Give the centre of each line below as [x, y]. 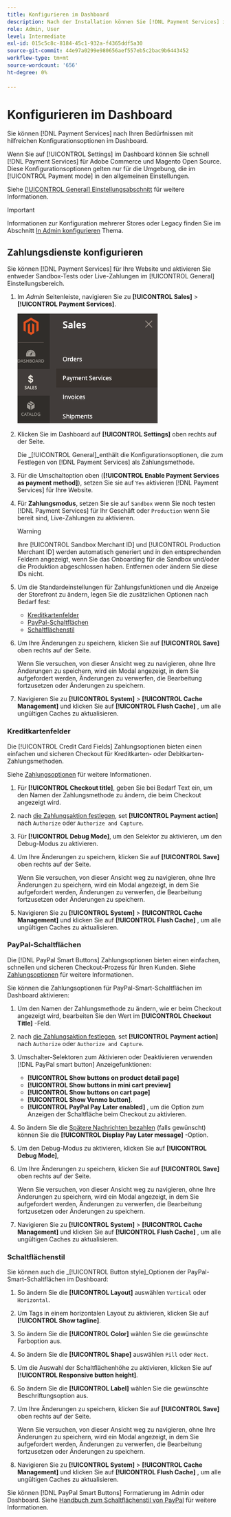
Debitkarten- [186, 753]
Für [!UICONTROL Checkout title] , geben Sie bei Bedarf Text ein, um [115, 788]
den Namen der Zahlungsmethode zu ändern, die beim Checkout [109, 795]
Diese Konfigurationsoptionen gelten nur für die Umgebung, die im [101, 169]
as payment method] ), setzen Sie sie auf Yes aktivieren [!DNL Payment [118, 483]
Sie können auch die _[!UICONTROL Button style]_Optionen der [97, 1272]
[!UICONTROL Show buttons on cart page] [89, 1092]
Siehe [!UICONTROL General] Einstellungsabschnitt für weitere [96, 190]
